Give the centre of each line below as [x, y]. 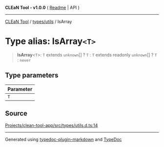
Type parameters [32, 75]
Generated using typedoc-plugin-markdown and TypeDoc [63, 139]
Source [16, 114]
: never [24, 60]
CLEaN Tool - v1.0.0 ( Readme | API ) [42, 8]
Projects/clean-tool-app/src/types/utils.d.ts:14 [51, 125]
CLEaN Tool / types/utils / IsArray [39, 21]
